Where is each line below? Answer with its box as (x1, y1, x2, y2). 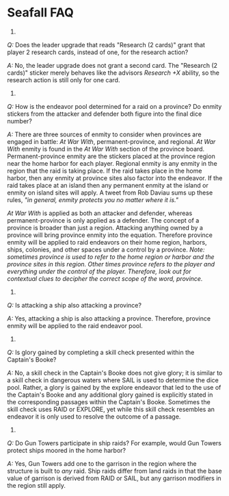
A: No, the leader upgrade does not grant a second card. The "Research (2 (7, 61, 217, 69)
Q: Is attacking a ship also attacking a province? (7, 301, 142, 309)
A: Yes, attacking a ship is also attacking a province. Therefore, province (7, 314, 211, 323)
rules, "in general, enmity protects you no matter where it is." (7, 195, 179, 203)
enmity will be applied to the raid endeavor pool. (7, 321, 144, 330)
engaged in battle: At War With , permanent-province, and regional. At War (7, 137, 216, 145)
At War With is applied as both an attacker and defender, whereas (7, 209, 193, 217)
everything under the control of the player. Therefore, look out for (7, 267, 191, 275)
